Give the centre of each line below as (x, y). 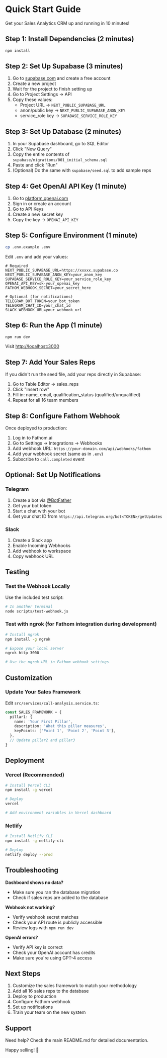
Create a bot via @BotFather (42, 500)
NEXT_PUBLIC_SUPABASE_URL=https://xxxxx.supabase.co (62, 270)
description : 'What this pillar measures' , (61, 726)
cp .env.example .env (28, 247)
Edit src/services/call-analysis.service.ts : (52, 703)
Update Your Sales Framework (43, 692)
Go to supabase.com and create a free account (61, 78)
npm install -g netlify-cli (35, 841)
